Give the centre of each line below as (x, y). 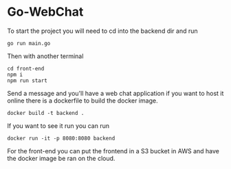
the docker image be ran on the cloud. (61, 158)
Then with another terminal (45, 56)
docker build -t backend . (46, 113)
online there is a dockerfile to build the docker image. (82, 101)
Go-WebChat (45, 12)
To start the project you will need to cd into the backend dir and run (102, 31)
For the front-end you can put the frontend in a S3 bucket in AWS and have (113, 151)
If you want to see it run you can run (58, 126)
